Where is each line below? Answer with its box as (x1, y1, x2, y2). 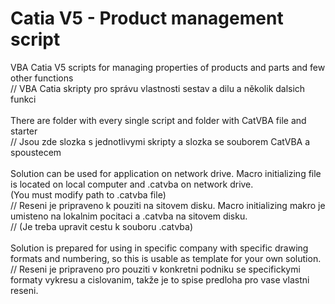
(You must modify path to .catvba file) (10, 188, 167, 201)
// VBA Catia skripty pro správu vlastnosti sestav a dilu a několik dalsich (10, 82, 306, 94)
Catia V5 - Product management (10, 7, 284, 30)
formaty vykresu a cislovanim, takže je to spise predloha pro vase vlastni (10, 273, 310, 286)
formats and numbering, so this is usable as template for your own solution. (10, 252, 322, 264)
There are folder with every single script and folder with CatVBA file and (10, 114, 307, 126)
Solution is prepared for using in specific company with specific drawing (10, 242, 309, 254)
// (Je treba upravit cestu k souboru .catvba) (10, 220, 194, 232)
